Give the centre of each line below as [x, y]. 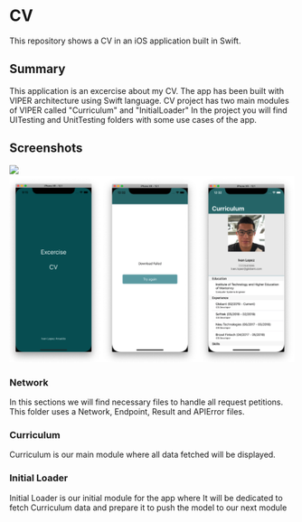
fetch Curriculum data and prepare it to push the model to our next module [148, 508]
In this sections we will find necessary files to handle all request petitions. [146, 402]
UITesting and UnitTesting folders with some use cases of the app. [133, 119]
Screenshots [46, 149]
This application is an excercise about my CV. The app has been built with [147, 90]
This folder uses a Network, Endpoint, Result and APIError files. [127, 412]
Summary [38, 69]
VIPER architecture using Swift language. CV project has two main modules [149, 100]
